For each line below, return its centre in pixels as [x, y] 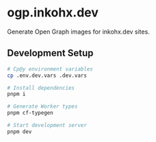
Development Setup [50, 53]
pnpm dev [19, 132]
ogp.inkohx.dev [53, 13]
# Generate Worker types [42, 107]
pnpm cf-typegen [30, 113]
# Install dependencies [41, 88]
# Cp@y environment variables [50, 69]
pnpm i [16, 94]
